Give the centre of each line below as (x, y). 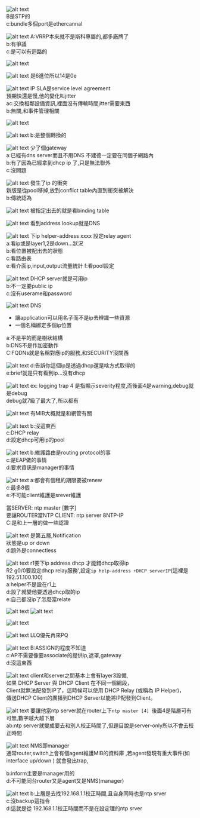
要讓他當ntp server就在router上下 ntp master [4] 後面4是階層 (106, 710)
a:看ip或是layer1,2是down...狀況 (45, 243)
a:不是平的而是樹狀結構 (35, 338)
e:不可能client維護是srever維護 (44, 495)
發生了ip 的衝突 (49, 183)
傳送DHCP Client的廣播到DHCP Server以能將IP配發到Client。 (81, 698)
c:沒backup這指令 (28, 801)
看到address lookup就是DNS (65, 223)
